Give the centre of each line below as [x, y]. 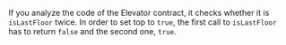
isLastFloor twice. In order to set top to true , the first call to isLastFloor [143, 22]
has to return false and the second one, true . [92, 31]
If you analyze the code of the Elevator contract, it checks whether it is [139, 13]
